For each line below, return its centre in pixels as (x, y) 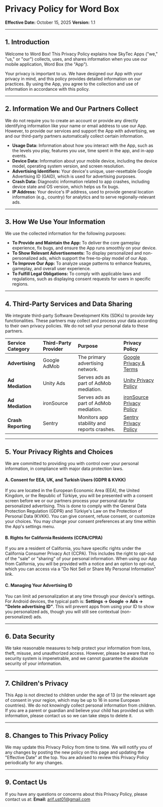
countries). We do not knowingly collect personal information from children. (81, 705)
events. (19, 156)
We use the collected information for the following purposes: (65, 233)
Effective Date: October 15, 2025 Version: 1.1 (50, 22)
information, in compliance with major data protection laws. (64, 468)
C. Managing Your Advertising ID (39, 585)
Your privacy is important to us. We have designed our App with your (74, 73)
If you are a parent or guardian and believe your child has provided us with (79, 710)
